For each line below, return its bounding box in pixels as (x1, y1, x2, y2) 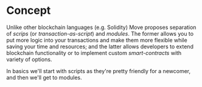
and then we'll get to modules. (6, 74, 82, 81)
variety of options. (6, 56, 52, 63)
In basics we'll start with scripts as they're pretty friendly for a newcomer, (6, 67, 191, 74)
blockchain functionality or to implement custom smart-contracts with (6, 49, 182, 56)
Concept (6, 4, 51, 18)
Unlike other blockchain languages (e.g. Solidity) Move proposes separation (6, 24, 197, 31)
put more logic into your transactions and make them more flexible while (6, 36, 187, 43)
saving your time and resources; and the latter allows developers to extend (6, 43, 193, 50)
